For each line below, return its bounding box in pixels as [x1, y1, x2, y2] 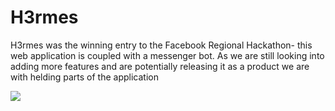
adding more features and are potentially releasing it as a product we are [10, 60, 310, 72]
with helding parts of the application [10, 71, 159, 83]
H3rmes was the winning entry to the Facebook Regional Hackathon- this [10, 39, 313, 51]
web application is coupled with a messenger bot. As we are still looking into [10, 49, 325, 61]
